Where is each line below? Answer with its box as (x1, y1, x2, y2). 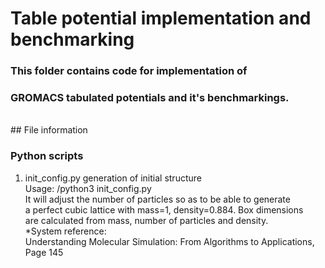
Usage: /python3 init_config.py (24, 182, 152, 194)
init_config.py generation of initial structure (24, 172, 202, 184)
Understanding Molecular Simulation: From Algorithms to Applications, (24, 235, 315, 247)
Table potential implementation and (10, 7, 312, 30)
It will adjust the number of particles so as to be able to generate (24, 193, 291, 205)
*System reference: (24, 225, 107, 237)
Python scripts (10, 149, 84, 163)
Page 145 (24, 246, 64, 258)
